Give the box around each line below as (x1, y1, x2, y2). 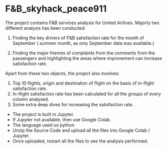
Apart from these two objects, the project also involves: (5, 70, 120, 76)
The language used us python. (12, 122, 76, 128)
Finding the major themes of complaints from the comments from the (12, 50, 155, 56)
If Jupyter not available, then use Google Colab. (12, 116, 111, 122)
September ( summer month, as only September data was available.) (12, 40, 154, 46)
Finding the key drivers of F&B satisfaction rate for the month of (12, 35, 144, 41)
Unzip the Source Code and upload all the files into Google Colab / (12, 127, 150, 133)
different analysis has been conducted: (5, 25, 86, 31)
